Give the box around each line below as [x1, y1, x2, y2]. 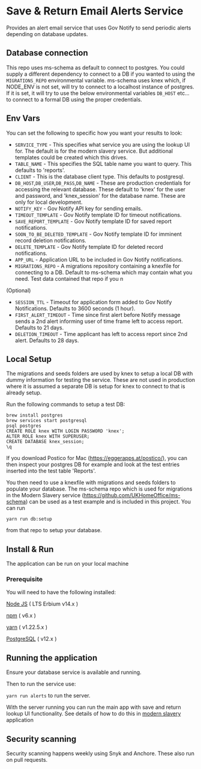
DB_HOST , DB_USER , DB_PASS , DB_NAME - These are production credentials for [14, 179, 191, 186]
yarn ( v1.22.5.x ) [6, 623, 48, 631]
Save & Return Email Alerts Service [6, 4, 184, 18]
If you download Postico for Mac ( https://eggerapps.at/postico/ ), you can [6, 455, 188, 462]
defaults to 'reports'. [14, 167, 65, 174]
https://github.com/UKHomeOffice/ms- [83, 492, 181, 499]
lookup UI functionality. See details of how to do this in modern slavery [6, 710, 181, 717]
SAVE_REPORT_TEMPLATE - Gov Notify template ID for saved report [14, 218, 172, 225]
